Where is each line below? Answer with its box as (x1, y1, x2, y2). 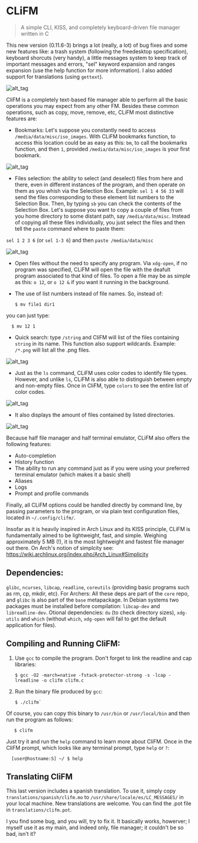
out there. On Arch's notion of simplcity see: (6, 544, 114, 551)
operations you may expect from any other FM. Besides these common (6, 102, 179, 109)
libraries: (14, 660, 37, 668)
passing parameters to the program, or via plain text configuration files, (6, 507, 180, 514)
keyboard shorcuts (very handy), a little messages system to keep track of (6, 54, 187, 61)
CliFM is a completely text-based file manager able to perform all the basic (6, 96, 188, 103)
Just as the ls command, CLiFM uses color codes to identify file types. (14, 369, 188, 376)
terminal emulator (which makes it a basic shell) (14, 470, 131, 478)
